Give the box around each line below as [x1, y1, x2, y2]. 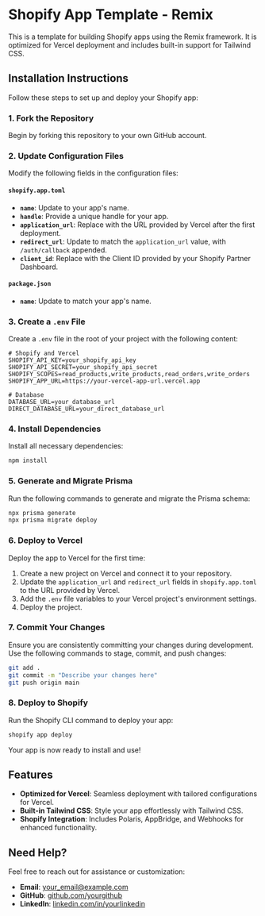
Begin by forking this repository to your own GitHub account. [8, 131, 207, 140]
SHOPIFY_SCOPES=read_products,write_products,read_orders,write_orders [8, 371, 250, 379]
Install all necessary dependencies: [8, 441, 124, 451]
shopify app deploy [8, 730, 73, 739]
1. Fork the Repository [8, 113, 94, 124]
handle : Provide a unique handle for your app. [19, 211, 169, 221]
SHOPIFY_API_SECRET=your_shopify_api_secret [8, 364, 158, 371]
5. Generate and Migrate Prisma [8, 475, 133, 487]
